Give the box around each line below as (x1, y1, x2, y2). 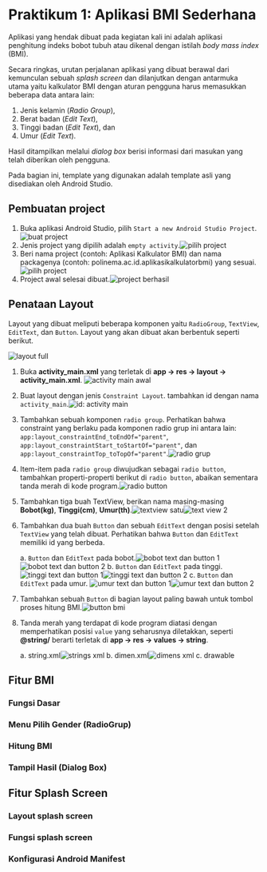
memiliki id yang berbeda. (19, 537, 105, 547)
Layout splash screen (8, 810, 93, 821)
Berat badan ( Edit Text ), (19, 113, 98, 123)
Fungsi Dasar (8, 697, 61, 708)
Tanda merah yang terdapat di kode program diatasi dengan (19, 618, 218, 627)
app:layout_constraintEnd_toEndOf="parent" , (19, 432, 169, 441)
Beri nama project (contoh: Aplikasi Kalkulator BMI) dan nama (19, 249, 222, 258)
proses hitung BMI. (19, 602, 82, 612)
